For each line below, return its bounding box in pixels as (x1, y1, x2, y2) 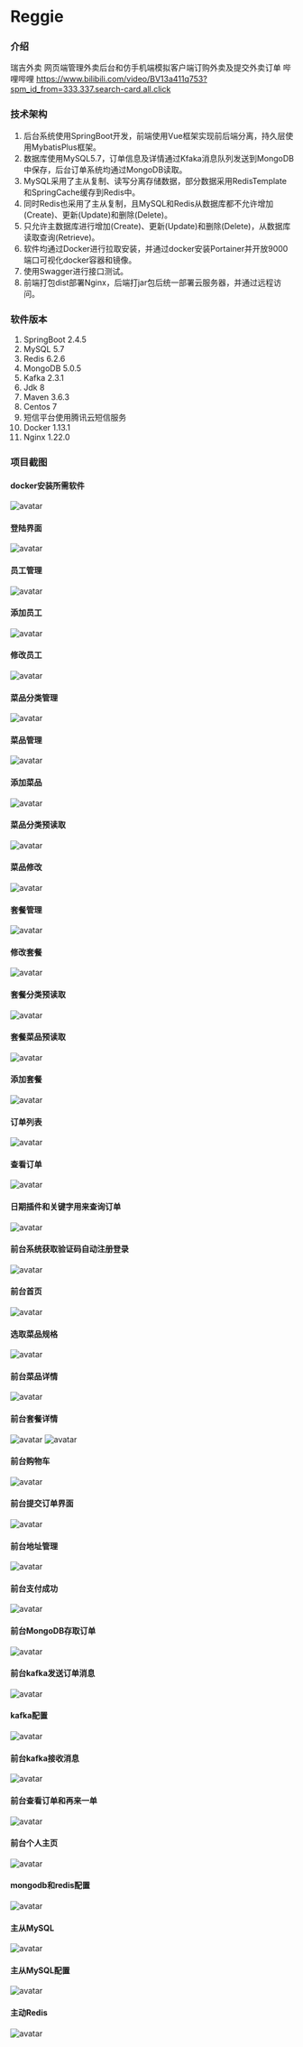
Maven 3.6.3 (23, 392, 70, 403)
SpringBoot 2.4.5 (23, 334, 87, 345)
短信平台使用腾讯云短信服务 (23, 412, 127, 423)
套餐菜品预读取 (10, 1032, 66, 1042)
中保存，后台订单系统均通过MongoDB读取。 (23, 164, 188, 175)
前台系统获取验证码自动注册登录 (10, 1244, 129, 1255)
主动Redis (10, 2006, 48, 2018)
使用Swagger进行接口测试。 (23, 265, 129, 276)
